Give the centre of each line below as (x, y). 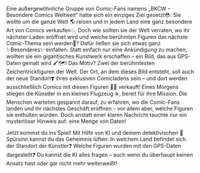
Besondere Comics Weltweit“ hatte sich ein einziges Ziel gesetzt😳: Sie (94, 15)
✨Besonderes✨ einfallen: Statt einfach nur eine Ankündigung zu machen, (97, 50)
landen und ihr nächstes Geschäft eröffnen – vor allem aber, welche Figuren (100, 109)
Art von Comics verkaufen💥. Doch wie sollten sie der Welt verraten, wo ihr (98, 30)
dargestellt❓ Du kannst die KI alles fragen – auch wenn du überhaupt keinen (100, 155)
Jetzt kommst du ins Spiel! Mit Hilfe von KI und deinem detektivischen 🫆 (95, 133)
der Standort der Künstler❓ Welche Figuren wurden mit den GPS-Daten (94, 146)
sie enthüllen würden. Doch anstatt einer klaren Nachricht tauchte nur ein (97, 115)
